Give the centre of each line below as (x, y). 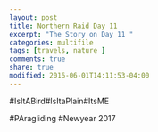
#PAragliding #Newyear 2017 (62, 118)
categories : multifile (51, 42)
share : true (31, 68)
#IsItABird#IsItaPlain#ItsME (59, 101)
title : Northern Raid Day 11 (63, 26)
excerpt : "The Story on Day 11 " (71, 34)
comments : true (37, 59)
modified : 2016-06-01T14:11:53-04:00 (79, 76)
